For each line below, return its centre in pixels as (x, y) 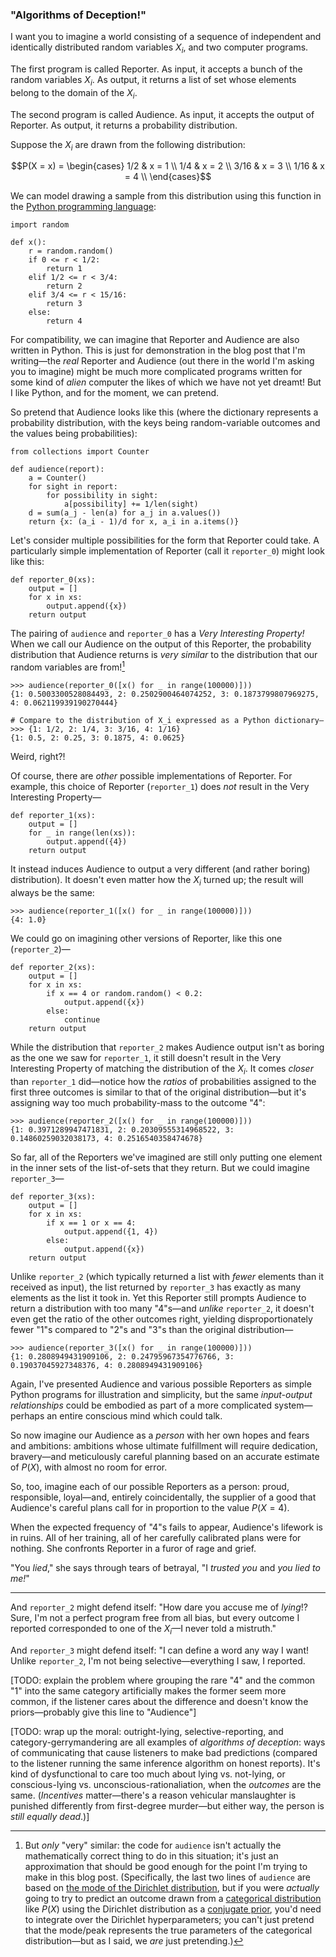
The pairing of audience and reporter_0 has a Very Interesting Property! (157, 634)
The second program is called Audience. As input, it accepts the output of (162, 114)
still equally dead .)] (50, 1816)
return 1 (64, 269)
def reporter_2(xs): (53, 967)
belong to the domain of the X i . (74, 93)
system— (293, 1405)
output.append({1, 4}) (111, 1231)
